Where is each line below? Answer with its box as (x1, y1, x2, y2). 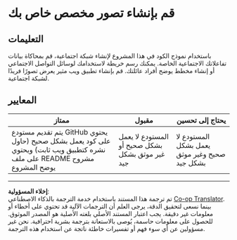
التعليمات (8, 33, 44, 45)
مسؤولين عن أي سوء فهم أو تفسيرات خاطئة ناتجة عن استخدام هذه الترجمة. (8, 224, 206, 233)
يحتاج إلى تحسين (176, 115, 226, 125)
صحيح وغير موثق (176, 149, 226, 159)
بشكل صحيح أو (118, 140, 163, 150)
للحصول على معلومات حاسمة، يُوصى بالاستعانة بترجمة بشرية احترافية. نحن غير (8, 217, 213, 225)
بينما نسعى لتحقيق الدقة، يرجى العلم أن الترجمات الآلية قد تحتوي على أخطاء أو (8, 202, 212, 210)
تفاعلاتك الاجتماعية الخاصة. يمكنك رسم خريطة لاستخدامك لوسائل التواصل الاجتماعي (8, 59, 227, 68)
